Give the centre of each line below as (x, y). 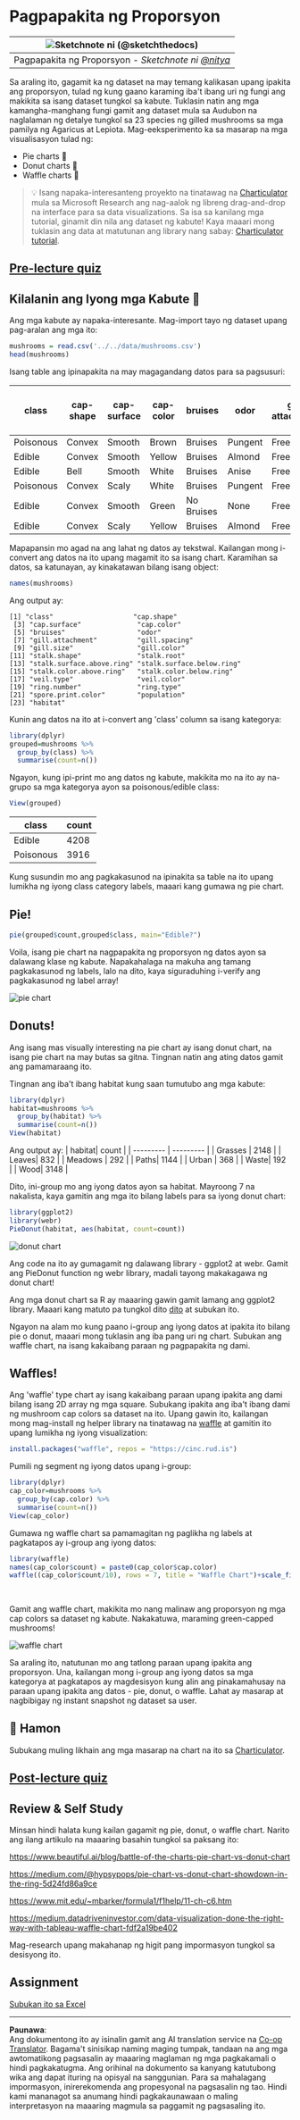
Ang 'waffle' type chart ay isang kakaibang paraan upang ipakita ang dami (146, 1395)
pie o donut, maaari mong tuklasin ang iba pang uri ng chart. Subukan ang (146, 1336)
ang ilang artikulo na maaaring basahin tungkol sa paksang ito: (124, 1840)
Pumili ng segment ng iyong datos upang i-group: (100, 1466)
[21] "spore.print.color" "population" (97, 695)
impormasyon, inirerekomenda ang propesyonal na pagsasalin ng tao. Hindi (148, 2086)
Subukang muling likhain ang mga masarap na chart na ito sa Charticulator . (147, 1750)
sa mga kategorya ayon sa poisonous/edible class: (126, 787)
